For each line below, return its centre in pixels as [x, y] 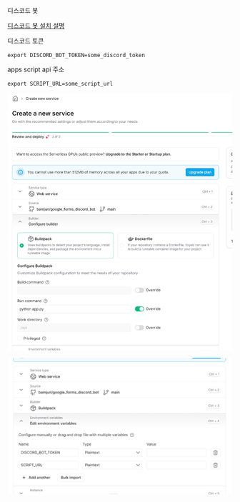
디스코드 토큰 [26, 41]
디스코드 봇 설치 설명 [36, 26]
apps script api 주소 [36, 69]
